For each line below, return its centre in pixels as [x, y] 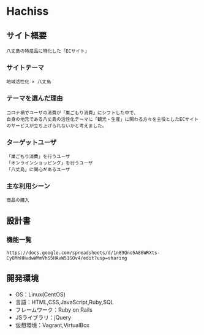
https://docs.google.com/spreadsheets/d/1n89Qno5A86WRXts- [83, 253]
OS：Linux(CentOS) [40, 294]
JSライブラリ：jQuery [43, 317]
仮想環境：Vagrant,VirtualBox [52, 325]
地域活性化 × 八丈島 [29, 82]
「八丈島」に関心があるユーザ [38, 169]
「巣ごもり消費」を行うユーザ [38, 156]
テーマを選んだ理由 [35, 98]
